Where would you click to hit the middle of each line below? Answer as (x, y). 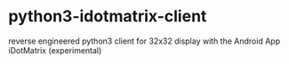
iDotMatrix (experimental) (55, 50)
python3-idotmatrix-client (108, 16)
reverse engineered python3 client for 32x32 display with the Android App (144, 41)
